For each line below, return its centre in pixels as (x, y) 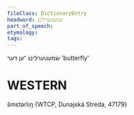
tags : (15, 39)
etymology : (23, 32)
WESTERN (37, 85)
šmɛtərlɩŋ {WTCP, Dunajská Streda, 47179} (67, 104)
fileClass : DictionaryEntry (47, 13)
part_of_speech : (30, 26)
